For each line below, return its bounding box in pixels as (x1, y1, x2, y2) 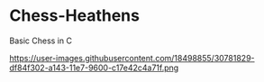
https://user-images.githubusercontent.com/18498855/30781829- (9, 52, 255, 63)
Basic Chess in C (9, 35, 72, 46)
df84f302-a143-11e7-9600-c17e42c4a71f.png (9, 62, 179, 73)
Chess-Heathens (9, 5, 140, 26)
